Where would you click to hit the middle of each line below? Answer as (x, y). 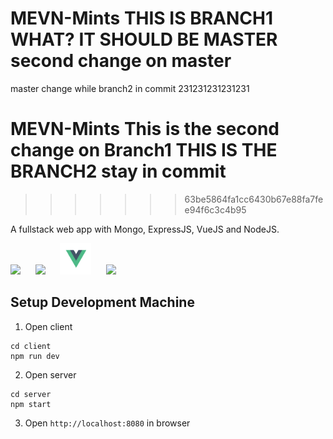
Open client (48, 326)
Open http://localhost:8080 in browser (107, 423)
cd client (31, 346)
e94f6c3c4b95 (215, 209)
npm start (31, 404)
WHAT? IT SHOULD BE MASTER (144, 39)
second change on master (121, 61)
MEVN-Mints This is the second (145, 129)
